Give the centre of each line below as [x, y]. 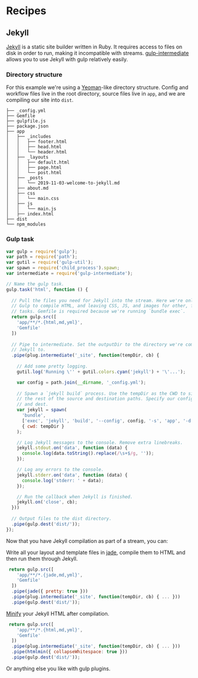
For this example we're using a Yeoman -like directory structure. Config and [97, 87]
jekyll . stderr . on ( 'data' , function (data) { [72, 475]
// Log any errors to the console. [60, 470]
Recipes [26, 11]
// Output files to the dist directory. [62, 519]
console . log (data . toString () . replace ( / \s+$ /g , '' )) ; [88, 453]
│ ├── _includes [29, 137]
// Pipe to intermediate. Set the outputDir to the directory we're [97, 344]
